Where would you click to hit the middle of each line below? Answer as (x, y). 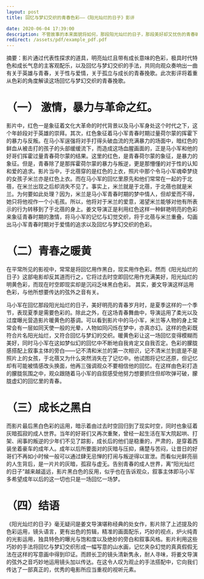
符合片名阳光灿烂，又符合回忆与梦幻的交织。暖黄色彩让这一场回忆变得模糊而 (102, 335)
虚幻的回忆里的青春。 (38, 381)
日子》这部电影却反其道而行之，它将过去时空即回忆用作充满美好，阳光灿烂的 (102, 277)
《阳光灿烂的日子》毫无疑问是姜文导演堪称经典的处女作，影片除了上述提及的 (102, 524)
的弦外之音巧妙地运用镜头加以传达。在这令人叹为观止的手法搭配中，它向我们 (102, 562)
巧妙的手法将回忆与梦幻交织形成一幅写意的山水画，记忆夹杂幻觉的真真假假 (99, 546)
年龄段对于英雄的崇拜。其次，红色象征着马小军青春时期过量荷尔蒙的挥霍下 (104, 133)
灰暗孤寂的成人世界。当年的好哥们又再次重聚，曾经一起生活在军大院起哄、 (99, 433)
